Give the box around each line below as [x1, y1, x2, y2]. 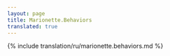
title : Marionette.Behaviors [7, 17, 92, 24]
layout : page [7, 10, 45, 17]
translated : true [7, 23, 58, 30]
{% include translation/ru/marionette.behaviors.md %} [7, 42, 164, 50]
